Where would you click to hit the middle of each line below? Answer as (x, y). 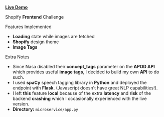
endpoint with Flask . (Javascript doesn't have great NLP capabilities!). (85, 88)
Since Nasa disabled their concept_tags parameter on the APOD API (84, 67)
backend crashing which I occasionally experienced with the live (79, 98)
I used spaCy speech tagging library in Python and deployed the (79, 83)
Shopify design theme (36, 42)
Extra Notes (17, 57)
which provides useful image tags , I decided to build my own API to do (86, 72)
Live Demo (17, 7)
